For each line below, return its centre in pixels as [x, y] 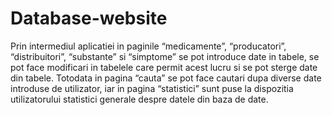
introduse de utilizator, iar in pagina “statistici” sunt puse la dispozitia [152, 88]
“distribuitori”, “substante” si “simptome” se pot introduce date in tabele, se [165, 56]
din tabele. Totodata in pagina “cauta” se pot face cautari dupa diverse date [166, 78]
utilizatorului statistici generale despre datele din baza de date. [139, 99]
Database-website [89, 18]
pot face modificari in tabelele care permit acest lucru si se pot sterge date [164, 67]
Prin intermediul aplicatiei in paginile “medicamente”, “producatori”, [148, 46]
